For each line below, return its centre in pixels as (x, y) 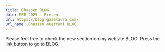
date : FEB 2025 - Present (33, 15)
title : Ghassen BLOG (27, 10)
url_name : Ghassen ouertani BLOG (41, 24)
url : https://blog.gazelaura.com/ (42, 19)
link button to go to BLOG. (32, 44)
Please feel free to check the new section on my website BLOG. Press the (82, 39)
